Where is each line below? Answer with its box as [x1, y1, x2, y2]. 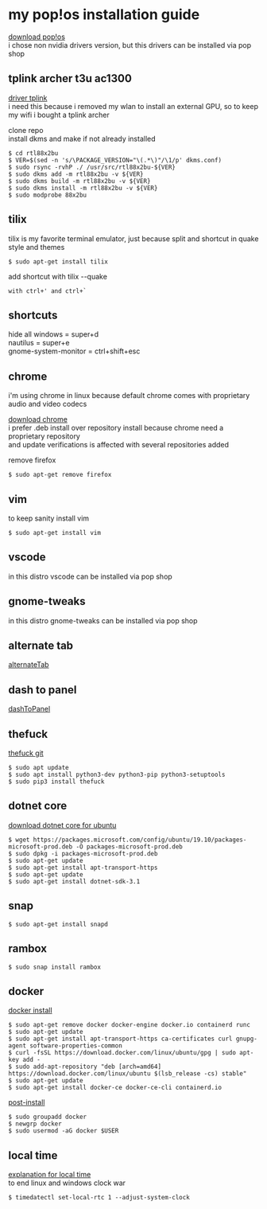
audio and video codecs [8, 400, 87, 409]
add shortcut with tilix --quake [8, 271, 107, 281]
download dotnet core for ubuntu [8, 820, 117, 829]
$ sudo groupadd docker [8, 1113, 87, 1121]
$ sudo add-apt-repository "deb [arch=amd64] [8, 1063, 161, 1071]
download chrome [8, 415, 68, 424]
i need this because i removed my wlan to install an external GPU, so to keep [8, 101, 258, 111]
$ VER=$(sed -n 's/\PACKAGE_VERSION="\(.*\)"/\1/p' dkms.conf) [8, 156, 222, 164]
